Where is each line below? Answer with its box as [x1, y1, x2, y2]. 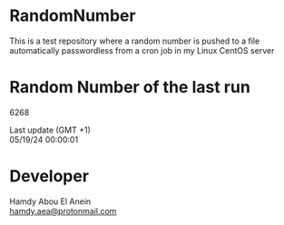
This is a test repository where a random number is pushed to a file [9, 35, 260, 46]
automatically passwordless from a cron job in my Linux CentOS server [9, 44, 275, 55]
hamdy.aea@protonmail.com [9, 205, 117, 216]
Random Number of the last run [9, 77, 251, 98]
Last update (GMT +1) [9, 124, 91, 135]
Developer [9, 166, 89, 187]
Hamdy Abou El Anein [9, 196, 92, 207]
